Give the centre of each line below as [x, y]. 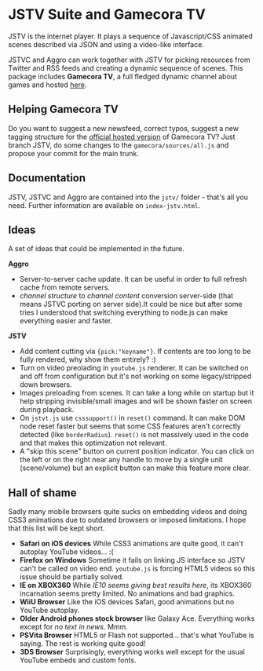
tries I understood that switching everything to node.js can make [124, 312]
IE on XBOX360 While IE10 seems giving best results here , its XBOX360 [135, 585]
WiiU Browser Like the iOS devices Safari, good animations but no [127, 602]
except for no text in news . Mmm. [73, 627]
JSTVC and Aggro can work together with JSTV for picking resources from [129, 60]
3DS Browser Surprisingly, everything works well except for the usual [132, 652]
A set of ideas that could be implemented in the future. [96, 249]
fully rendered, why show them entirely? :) [88, 359]
